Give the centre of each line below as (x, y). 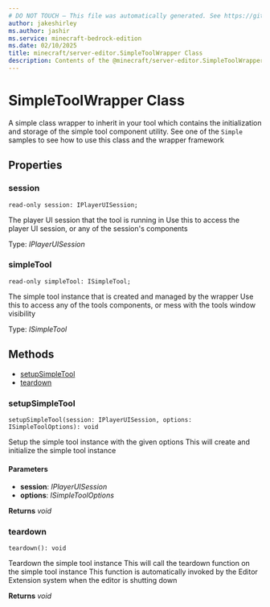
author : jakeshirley (43, 23)
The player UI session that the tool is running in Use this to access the (124, 220)
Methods (31, 355)
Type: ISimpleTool (38, 329)
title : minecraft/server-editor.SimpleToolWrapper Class (106, 53)
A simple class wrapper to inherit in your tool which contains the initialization (135, 122)
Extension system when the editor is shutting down (93, 580)
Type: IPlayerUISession (47, 244)
